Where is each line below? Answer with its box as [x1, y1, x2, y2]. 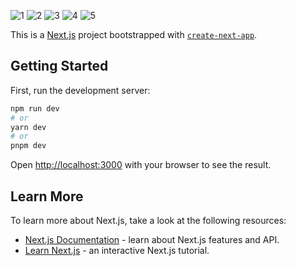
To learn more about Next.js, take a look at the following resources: [10, 215, 287, 226]
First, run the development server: [10, 84, 151, 96]
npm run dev [10, 103, 60, 114]
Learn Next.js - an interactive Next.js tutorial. [24, 245, 210, 256]
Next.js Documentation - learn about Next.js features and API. [24, 234, 280, 245]
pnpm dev [10, 141, 47, 151]
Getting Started [10, 58, 109, 75]
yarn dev [10, 122, 47, 132]
